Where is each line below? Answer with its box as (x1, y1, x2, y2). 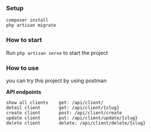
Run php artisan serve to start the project (6, 49, 108, 56)
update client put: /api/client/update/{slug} (6, 115, 138, 121)
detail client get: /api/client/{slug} (6, 105, 119, 110)
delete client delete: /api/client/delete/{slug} (6, 120, 146, 126)
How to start (6, 36, 42, 44)
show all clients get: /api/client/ (6, 99, 104, 106)
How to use (6, 64, 39, 72)
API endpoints (6, 88, 42, 95)
